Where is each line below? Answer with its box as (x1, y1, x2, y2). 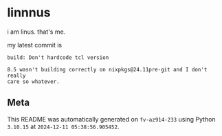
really (7, 72, 26, 79)
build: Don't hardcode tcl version (7, 54, 109, 61)
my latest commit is (7, 41, 63, 49)
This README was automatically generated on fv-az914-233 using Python (7, 115, 216, 123)
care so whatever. (7, 78, 60, 85)
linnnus (7, 5, 51, 21)
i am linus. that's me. (7, 27, 66, 36)
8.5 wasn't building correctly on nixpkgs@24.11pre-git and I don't (7, 66, 208, 73)
